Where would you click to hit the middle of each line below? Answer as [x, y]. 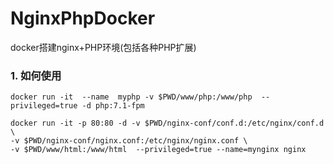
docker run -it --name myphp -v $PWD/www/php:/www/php [131, 97]
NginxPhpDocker [83, 18]
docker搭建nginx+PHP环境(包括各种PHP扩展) [103, 47]
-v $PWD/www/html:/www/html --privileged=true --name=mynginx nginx [158, 150]
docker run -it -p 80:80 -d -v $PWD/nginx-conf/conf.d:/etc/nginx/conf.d [167, 123]
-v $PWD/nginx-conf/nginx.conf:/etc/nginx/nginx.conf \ [129, 141]
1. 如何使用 [36, 75]
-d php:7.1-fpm [113, 106]
